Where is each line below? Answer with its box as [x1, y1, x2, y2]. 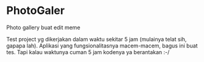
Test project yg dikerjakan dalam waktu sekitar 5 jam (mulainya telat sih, [6, 35, 187, 43]
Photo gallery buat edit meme [6, 24, 80, 31]
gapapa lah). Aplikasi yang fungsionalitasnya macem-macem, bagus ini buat [6, 42, 198, 49]
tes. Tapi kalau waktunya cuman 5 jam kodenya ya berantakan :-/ [6, 48, 170, 55]
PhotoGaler [6, 4, 65, 18]
